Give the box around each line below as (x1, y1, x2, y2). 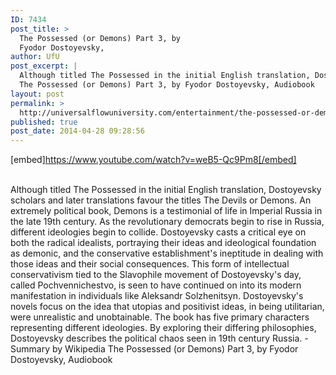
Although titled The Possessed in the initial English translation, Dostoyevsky (10, 184, 322, 196)
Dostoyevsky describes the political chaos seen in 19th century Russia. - (10, 332, 309, 345)
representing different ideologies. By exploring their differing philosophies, (10, 322, 317, 334)
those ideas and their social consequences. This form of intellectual (10, 258, 290, 270)
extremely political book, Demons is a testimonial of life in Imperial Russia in (10, 205, 323, 217)
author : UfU (10, 52, 60, 62)
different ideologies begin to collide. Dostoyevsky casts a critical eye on (10, 226, 307, 238)
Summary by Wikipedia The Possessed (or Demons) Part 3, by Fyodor (10, 343, 299, 355)
